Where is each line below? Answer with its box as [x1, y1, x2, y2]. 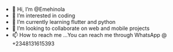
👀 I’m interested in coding [11, 12, 76, 19]
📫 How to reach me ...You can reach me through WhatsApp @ [11, 32, 167, 38]
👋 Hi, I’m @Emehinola [11, 6, 65, 13]
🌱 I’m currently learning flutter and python [11, 19, 116, 25]
